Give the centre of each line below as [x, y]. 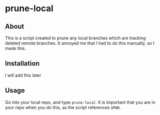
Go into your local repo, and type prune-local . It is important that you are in [80, 102]
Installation [22, 64]
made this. [16, 48]
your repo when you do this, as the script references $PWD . [63, 107]
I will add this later [23, 75]
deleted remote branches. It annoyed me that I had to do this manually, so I [80, 43]
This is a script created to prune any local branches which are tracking [75, 38]
